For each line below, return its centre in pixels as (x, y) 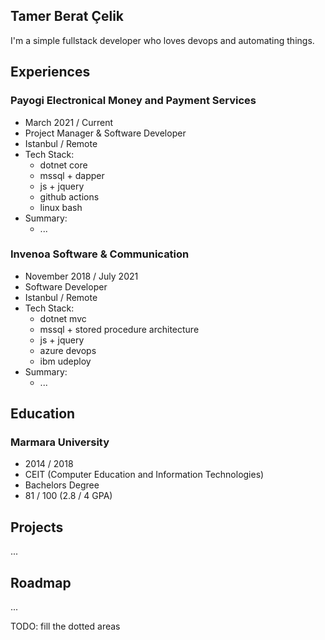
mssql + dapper (72, 175)
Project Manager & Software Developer (105, 133)
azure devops (68, 350)
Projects (37, 527)
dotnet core (63, 165)
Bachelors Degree (62, 485)
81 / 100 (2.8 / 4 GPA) (68, 496)
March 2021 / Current (69, 122)
